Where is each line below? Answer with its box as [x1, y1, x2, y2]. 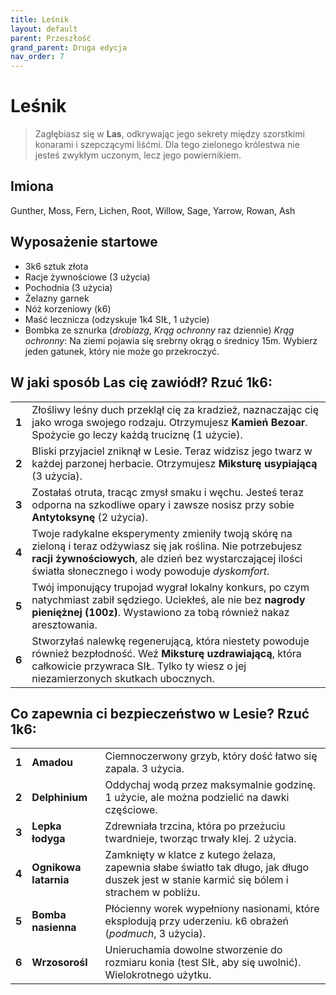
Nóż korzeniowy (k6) [24, 302, 112, 315]
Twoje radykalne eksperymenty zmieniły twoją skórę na [31, 526, 293, 540]
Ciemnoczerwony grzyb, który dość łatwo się [104, 749, 318, 763]
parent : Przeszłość [10, 33, 92, 43]
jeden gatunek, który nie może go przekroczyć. [24, 345, 220, 357]
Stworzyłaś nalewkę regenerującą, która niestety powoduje [31, 634, 310, 648]
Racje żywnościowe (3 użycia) [24, 271, 151, 283]
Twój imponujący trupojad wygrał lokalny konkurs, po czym [31, 580, 310, 594]
